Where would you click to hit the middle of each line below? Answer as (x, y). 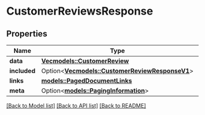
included (22, 71)
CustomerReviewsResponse (80, 11)
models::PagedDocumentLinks (87, 81)
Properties (27, 34)
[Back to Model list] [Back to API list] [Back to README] (76, 106)
